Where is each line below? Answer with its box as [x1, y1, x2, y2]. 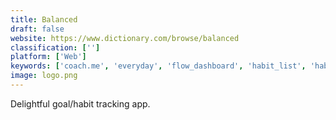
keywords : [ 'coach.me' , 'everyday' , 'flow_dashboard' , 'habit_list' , [10, 61, 307, 71]
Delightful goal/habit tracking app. [10, 97, 151, 110]
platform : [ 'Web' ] [10, 52, 87, 62]
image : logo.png [10, 71, 78, 81]
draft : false [10, 24, 65, 34]
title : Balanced [10, 14, 78, 25]
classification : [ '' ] [10, 42, 101, 53]
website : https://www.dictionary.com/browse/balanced [10, 33, 240, 43]
